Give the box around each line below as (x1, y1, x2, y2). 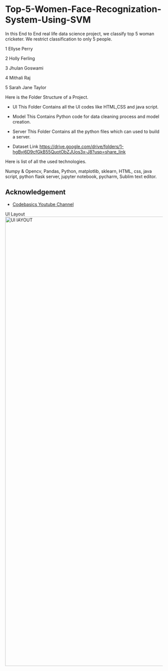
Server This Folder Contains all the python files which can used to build (12, 128, 159, 134)
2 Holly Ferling (5, 55, 35, 61)
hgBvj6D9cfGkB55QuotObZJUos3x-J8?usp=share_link (12, 148, 126, 154)
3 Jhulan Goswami (5, 65, 43, 71)
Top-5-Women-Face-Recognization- (5, 3, 161, 15)
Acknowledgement (5, 188, 66, 196)
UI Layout (5, 211, 25, 217)
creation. (12, 118, 31, 124)
